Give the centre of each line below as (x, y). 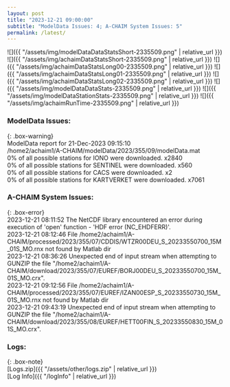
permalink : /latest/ (37, 33)
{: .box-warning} (30, 136)
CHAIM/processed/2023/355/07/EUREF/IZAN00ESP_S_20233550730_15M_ (114, 292)
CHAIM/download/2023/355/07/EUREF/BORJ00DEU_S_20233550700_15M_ (114, 270)
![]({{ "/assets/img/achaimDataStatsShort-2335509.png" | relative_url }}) (110, 60)
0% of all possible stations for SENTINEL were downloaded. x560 (100, 165)
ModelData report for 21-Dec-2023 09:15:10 (69, 143)
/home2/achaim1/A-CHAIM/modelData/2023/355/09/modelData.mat (104, 150)
